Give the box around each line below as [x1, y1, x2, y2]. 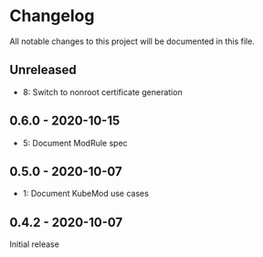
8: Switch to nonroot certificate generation [22, 86, 183, 97]
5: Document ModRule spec [22, 137, 128, 148]
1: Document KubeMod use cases [22, 188, 149, 199]
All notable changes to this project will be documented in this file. [9, 36, 256, 47]
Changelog [9, 5, 95, 27]
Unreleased [9, 62, 78, 78]
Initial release [9, 239, 59, 250]
